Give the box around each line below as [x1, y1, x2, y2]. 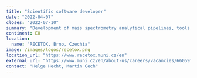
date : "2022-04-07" [6, 14, 54, 20]
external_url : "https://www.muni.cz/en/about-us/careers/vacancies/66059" [6, 57, 193, 63]
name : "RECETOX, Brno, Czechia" [11, 42, 91, 48]
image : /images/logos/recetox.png [6, 47, 91, 53]
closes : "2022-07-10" [6, 19, 59, 25]
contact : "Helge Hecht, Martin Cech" [6, 63, 98, 69]
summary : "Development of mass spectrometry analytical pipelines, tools [6, 25, 191, 31]
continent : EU [6, 30, 41, 36]
